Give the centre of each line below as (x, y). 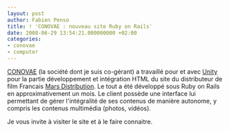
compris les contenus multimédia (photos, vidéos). (79, 108)
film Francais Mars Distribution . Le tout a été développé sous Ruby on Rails (113, 86)
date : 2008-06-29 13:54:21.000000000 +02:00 (72, 33)
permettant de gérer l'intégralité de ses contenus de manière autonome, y (112, 101)
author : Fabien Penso (38, 20)
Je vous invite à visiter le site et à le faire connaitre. (80, 121)
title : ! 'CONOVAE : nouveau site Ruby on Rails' (80, 26)
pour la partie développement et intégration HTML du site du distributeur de (115, 79)
